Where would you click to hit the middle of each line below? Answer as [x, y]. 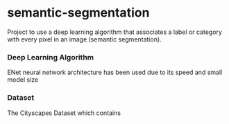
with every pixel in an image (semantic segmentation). [84, 39]
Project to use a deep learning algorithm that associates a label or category [114, 32]
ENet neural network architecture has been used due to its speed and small [115, 72]
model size [23, 80]
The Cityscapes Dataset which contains [64, 113]
